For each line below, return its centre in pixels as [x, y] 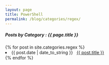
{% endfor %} [19, 58]
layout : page [19, 10]
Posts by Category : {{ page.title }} [42, 35]
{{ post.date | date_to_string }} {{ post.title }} [58, 53]
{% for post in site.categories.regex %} [45, 47]
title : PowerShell [24, 14]
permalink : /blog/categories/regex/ [43, 19]
